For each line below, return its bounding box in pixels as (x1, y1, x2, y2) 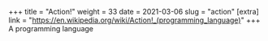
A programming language (8, 24, 94, 33)
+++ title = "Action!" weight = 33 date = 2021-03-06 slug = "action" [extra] (8, 7, 260, 16)
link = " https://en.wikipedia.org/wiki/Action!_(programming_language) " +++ (8, 15, 261, 25)
